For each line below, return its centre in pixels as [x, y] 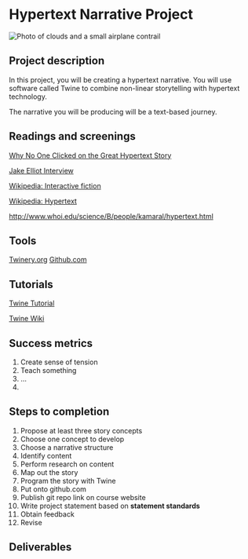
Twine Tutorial [32, 303]
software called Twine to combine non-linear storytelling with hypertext [124, 88]
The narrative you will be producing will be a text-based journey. [113, 111]
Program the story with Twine [68, 480]
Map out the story [49, 472]
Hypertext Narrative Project [101, 15]
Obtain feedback [47, 514]
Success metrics [51, 343]
